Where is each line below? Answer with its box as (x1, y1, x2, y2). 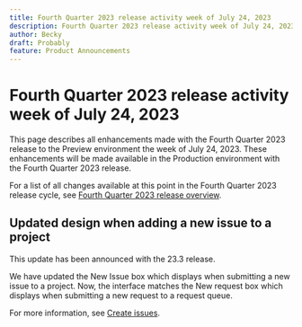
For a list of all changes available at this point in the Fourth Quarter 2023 (9, 181, 277, 191)
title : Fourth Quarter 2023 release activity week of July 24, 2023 (9, 13, 271, 22)
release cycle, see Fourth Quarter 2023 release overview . (9, 190, 222, 200)
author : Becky (9, 30, 63, 39)
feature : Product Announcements (9, 47, 130, 56)
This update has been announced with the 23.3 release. (9, 253, 216, 264)
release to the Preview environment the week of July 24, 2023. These (9, 144, 268, 155)
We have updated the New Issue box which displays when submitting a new (9, 270, 290, 281)
